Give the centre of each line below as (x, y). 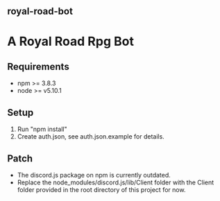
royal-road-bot (40, 11)
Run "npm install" (42, 129)
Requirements (38, 66)
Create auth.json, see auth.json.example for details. (91, 137)
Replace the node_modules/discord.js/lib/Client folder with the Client (116, 182)
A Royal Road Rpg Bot (70, 41)
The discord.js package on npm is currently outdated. (94, 175)
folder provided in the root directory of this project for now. (101, 190)
